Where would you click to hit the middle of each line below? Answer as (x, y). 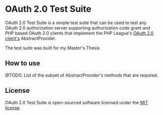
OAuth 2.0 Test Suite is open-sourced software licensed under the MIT (77, 102)
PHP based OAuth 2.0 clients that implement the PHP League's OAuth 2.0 (79, 33)
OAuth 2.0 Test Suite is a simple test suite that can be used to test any (76, 23)
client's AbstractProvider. (31, 38)
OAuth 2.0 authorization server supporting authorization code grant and (78, 28)
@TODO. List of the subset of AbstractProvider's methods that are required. (82, 75)
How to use (23, 63)
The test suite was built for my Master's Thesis (52, 48)
